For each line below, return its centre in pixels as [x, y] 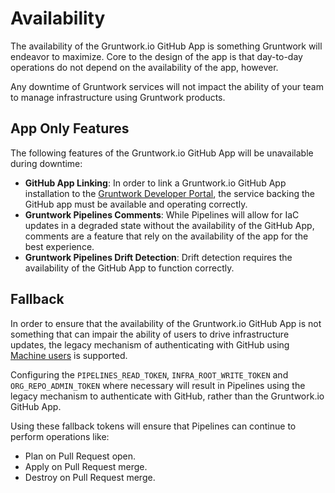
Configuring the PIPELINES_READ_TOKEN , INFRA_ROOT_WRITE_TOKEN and [149, 374]
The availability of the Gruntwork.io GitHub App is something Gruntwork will [166, 46]
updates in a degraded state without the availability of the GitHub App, [169, 225]
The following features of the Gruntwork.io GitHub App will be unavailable [162, 153]
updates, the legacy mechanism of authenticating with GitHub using [150, 344]
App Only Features [70, 128]
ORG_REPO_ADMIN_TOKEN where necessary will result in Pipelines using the [158, 385]
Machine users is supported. [69, 355]
